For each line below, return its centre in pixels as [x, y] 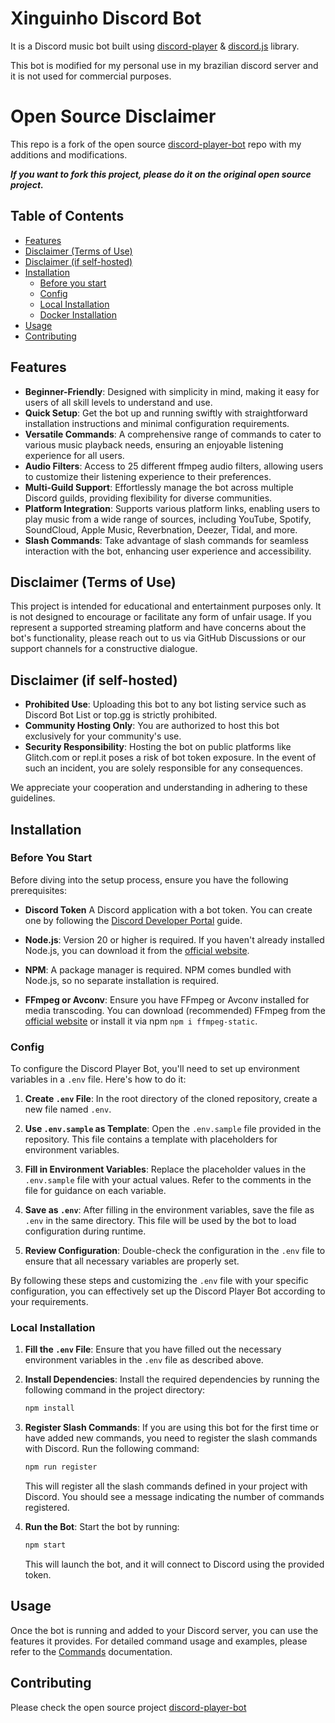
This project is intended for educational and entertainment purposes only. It [166, 606]
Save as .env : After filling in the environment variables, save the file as [169, 1210]
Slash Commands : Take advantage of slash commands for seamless [166, 540]
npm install [49, 1408]
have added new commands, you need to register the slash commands [171, 1438]
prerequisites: [39, 890]
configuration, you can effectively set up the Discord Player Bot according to [168, 1291]
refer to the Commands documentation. [91, 1651]
